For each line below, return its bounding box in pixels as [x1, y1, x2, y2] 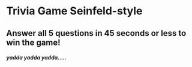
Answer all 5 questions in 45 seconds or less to [6, 28, 187, 38]
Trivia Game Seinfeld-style [6, 4, 143, 18]
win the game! [6, 37, 61, 47]
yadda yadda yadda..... [6, 54, 67, 61]
